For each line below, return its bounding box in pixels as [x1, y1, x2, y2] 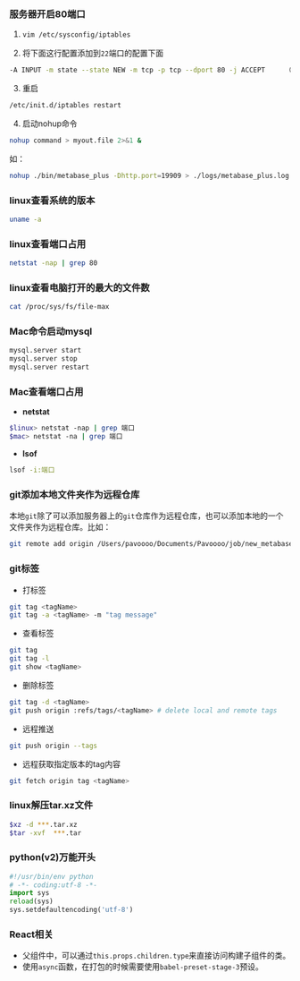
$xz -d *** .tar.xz [9, 820, 78, 829]
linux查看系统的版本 [9, 194, 96, 207]
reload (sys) [9, 897, 54, 906]
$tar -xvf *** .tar [9, 828, 82, 838]
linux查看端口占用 [9, 237, 87, 250]
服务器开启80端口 [9, 7, 87, 20]
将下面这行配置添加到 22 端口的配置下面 [21, 47, 164, 59]
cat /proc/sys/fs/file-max [9, 303, 110, 311]
